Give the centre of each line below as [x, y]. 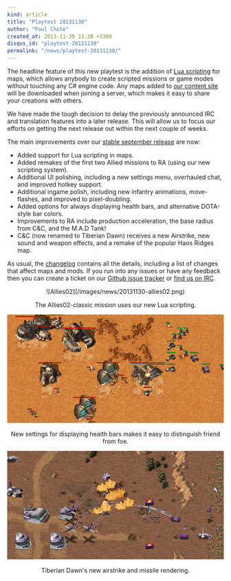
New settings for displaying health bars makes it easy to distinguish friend [115, 434]
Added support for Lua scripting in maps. [75, 155]
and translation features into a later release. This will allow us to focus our [111, 121]
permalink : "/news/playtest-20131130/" [64, 51]
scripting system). [43, 170]
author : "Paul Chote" [38, 29]
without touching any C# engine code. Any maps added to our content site [113, 86]
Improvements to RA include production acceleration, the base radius [115, 221]
